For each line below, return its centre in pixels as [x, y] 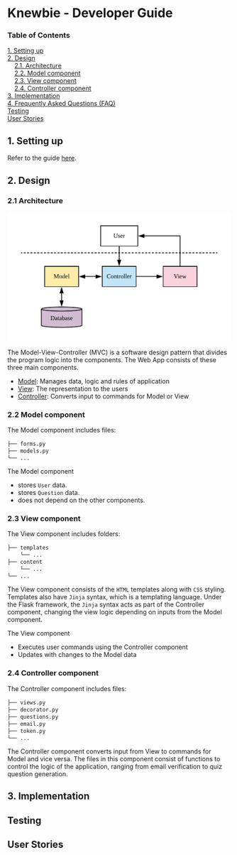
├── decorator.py [33, 709]
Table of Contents [39, 36]
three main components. [43, 367]
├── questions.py [33, 717]
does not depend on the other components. [81, 500]
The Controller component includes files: [67, 688]
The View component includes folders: [64, 534]
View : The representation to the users [73, 388]
